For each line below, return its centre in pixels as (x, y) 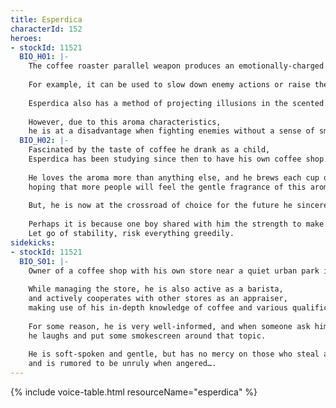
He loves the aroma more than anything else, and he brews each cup (174, 177)
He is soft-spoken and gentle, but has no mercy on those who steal (174, 354)
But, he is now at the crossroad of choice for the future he (160, 206)
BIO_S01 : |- (44, 261)
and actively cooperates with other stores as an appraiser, (158, 299)
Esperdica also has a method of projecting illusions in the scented (176, 103)
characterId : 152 (46, 29)
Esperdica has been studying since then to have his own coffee (165, 159)
